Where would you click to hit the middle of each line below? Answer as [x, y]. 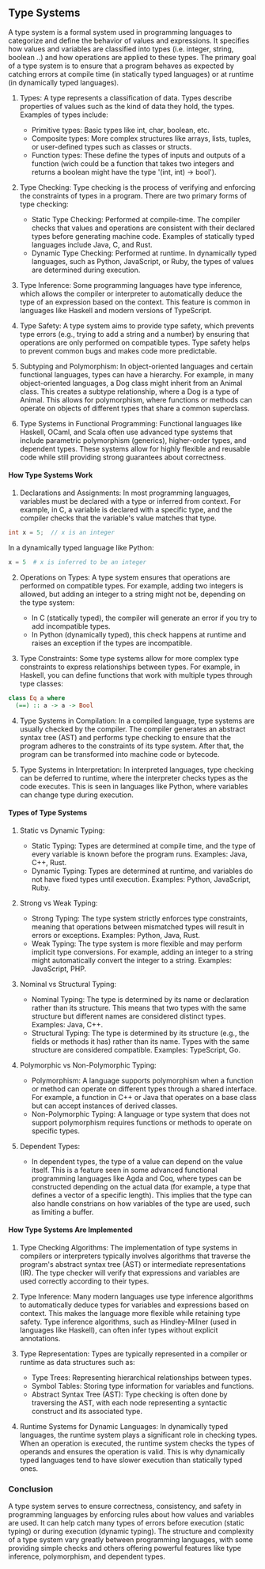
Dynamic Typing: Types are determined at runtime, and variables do [142, 871]
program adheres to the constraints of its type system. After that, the [132, 746]
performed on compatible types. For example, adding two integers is [131, 585]
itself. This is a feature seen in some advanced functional [124, 1170]
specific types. [56, 1131]
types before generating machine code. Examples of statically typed [143, 236]
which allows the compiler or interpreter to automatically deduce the [131, 293]
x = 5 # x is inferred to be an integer [78, 562]
